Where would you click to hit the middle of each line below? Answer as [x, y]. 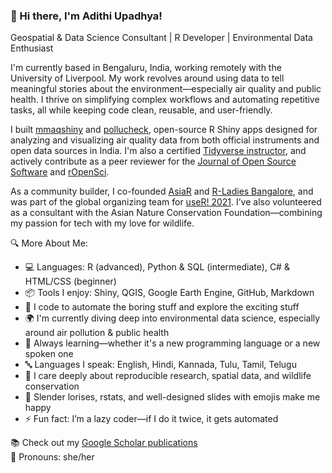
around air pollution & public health [97, 333]
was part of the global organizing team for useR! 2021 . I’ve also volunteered [166, 202]
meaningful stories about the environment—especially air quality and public [166, 89]
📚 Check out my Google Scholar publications [104, 443]
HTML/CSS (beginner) [70, 281]
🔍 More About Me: [49, 243]
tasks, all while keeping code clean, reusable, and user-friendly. [141, 110]
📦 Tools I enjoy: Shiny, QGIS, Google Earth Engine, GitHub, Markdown [169, 293]
